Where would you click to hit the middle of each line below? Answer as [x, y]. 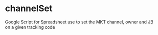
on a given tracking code [30, 27]
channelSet [29, 9]
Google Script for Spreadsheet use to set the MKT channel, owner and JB [79, 22]
